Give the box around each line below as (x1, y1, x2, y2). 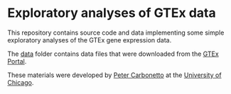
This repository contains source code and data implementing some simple (7, 28, 225, 37)
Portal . (7, 57, 27, 65)
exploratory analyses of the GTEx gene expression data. (7, 35, 172, 44)
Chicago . (7, 78, 34, 86)
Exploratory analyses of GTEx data (7, 5, 216, 21)
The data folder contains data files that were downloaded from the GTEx (7, 49, 219, 58)
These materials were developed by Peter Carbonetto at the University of (7, 71, 222, 79)
